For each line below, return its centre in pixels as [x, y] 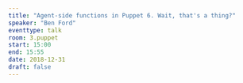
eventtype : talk [35, 30]
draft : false [30, 67]
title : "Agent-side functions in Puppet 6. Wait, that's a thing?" [122, 15]
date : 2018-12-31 [37, 60]
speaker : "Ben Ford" [42, 23]
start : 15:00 [30, 45]
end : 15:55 [26, 52]
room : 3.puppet [33, 38]
